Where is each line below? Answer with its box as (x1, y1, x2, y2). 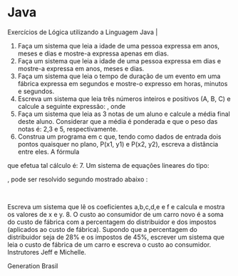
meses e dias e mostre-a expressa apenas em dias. (17, 49, 170, 58)
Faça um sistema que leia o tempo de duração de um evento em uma (17, 72, 221, 80)
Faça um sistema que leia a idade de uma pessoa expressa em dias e (17, 56, 222, 65)
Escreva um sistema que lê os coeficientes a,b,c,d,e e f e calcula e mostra (7, 202, 225, 211)
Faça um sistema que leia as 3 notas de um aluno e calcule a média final (17, 110, 230, 118)
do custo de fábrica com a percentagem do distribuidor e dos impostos (7, 218, 217, 226)
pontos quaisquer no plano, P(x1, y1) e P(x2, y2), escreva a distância (17, 139, 219, 148)
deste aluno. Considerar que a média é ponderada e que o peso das (17, 117, 218, 125)
